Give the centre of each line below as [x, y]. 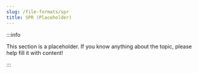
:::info [13, 34]
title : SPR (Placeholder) [39, 17]
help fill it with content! [35, 52]
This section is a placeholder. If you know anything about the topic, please [99, 46]
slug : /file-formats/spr [38, 12]
